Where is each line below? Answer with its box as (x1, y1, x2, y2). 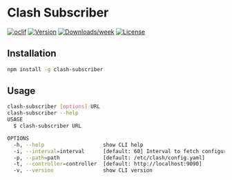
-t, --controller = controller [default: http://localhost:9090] (13, 161, 202, 168)
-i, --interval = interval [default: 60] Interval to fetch (13, 148, 199, 154)
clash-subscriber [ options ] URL (7, 103, 100, 110)
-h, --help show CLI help (13, 141, 144, 148)
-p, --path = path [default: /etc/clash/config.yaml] (13, 154, 206, 161)
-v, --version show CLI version (13, 167, 153, 174)
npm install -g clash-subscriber (7, 66, 104, 73)
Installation (7, 48, 57, 59)
